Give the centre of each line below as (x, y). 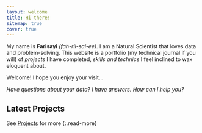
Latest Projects (36, 108)
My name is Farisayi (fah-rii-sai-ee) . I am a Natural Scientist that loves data (101, 46)
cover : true (21, 29)
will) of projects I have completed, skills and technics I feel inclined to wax (99, 59)
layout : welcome (27, 12)
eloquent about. (26, 66)
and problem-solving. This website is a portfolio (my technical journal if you (101, 53)
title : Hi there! (28, 18)
